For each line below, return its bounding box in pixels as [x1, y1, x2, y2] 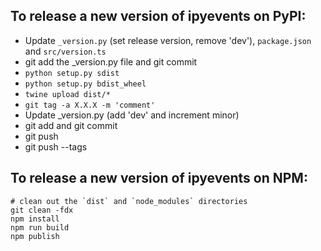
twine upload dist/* [24, 89, 111, 99]
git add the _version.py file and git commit [24, 55, 198, 68]
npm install [10, 214, 60, 224]
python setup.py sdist [24, 68, 120, 78]
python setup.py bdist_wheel [24, 79, 147, 89]
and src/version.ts [24, 45, 107, 57]
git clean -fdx [10, 205, 74, 215]
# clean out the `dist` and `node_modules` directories [10, 196, 248, 206]
